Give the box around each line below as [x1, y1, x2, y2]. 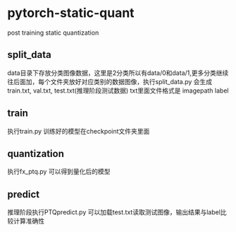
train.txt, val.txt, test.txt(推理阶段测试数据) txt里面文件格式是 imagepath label [7, 86, 229, 95]
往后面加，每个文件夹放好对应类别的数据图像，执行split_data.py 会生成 [7, 77, 213, 86]
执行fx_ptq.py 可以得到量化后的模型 [7, 168, 111, 176]
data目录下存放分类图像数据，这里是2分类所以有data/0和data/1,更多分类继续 [7, 69, 229, 77]
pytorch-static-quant [7, 5, 135, 21]
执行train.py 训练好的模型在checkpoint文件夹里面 [7, 127, 150, 135]
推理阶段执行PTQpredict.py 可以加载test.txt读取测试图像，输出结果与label [7, 208, 221, 216]
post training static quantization [7, 28, 99, 37]
